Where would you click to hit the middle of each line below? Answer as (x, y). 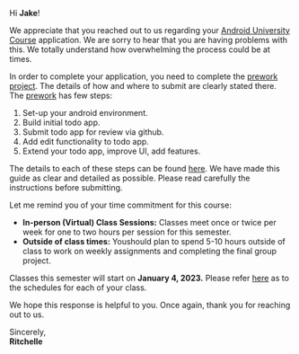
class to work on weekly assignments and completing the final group (149, 251)
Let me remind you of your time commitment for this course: (120, 205)
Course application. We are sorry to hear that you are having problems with (149, 40)
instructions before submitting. (66, 187)
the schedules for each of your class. (78, 288)
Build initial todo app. (61, 122)
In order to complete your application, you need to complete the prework (144, 76)
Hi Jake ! (25, 13)
